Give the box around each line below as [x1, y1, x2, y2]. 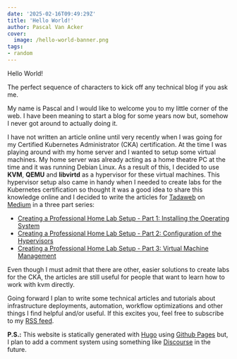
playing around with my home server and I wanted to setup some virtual [7, 148, 217, 156]
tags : [7, 43, 23, 50]
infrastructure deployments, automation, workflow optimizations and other [7, 301, 224, 310]
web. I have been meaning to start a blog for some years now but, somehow [7, 111, 229, 120]
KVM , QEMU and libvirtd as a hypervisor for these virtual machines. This [7, 170, 220, 179]
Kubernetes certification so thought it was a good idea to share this [7, 185, 203, 194]
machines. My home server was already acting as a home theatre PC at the [7, 155, 226, 163]
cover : [7, 30, 27, 37]
